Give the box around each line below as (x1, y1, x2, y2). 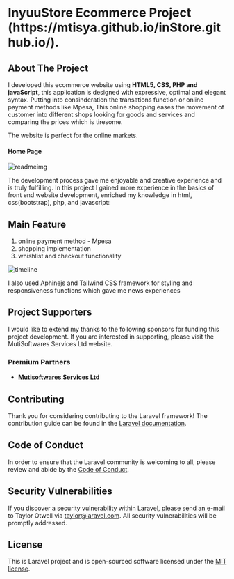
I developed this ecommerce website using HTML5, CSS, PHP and (8, 81, 198, 88)
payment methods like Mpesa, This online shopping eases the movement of (8, 103, 225, 111)
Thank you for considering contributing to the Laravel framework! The (8, 411, 208, 419)
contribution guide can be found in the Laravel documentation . (8, 419, 187, 427)
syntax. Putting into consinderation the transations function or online (8, 95, 204, 104)
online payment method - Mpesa (17, 237, 112, 245)
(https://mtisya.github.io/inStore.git (8, 20, 222, 36)
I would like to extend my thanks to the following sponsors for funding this (8, 325, 219, 333)
